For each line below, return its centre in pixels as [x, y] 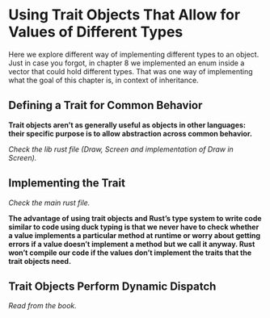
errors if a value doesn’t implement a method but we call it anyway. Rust [132, 244]
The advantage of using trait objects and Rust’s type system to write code [135, 218]
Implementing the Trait [67, 183]
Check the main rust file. [49, 203]
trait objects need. [40, 261]
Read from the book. [42, 306]
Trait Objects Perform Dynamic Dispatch [112, 286]
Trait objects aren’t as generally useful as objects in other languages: [127, 125]
